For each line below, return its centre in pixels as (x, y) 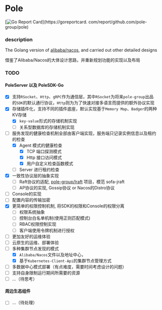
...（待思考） (24, 279)
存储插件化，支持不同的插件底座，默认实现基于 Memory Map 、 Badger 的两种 (84, 109)
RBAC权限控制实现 (38, 224)
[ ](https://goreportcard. (46, 22)
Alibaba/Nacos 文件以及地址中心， (52, 254)
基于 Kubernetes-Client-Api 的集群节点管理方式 (65, 261)
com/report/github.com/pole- (118, 22)
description (19, 39)
